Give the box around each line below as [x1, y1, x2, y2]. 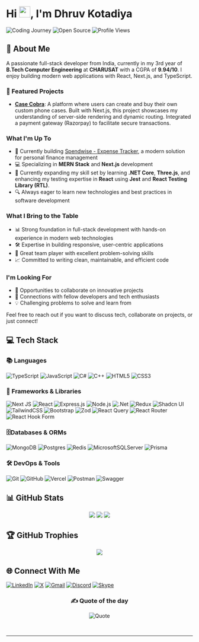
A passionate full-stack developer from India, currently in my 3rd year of [6, 59, 182, 66]
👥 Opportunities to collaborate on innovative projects [14, 287, 144, 294]
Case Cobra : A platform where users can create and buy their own [14, 101, 178, 108]
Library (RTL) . [14, 182, 50, 189]
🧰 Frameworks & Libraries [6, 387, 82, 395]
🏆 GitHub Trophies [6, 530, 79, 540]
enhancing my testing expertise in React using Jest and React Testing [14, 176, 188, 183]
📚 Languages [6, 357, 47, 365]
